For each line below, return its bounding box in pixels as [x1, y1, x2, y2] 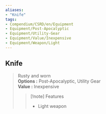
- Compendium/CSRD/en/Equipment [5, 21, 74, 27]
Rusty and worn [17, 72, 51, 79]
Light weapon [38, 103, 67, 109]
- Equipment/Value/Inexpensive [5, 36, 72, 41]
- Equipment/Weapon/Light [5, 41, 60, 46]
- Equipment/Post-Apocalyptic [5, 26, 69, 31]
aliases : [5, 7, 24, 13]
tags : [5, 17, 17, 22]
